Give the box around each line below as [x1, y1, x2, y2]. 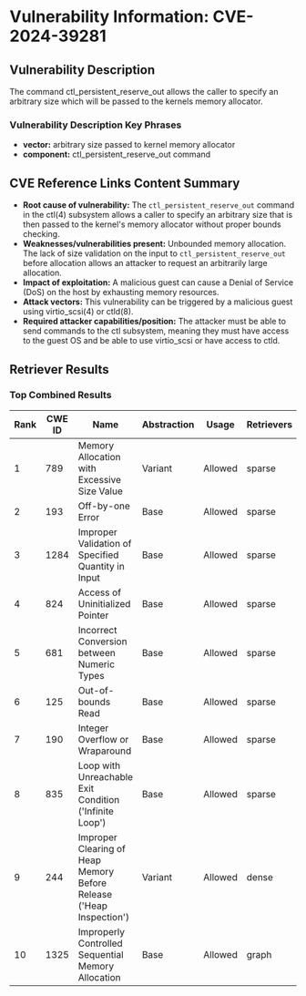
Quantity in [77, 560, 125, 572]
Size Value [77, 485, 123, 498]
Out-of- [77, 683, 115, 696]
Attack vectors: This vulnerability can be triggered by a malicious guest [22, 296, 293, 307]
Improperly [77, 925, 126, 938]
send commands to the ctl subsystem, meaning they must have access [22, 325, 290, 336]
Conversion [77, 635, 127, 648]
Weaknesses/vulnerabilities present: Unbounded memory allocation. [22, 239, 287, 250]
